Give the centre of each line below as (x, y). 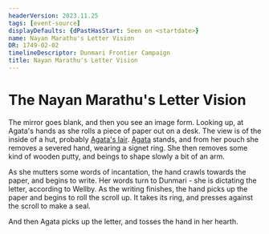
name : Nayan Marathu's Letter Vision (71, 38)
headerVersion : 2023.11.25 (53, 16)
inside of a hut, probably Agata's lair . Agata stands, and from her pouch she (134, 139)
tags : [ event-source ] (45, 23)
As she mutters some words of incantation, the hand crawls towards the (127, 171)
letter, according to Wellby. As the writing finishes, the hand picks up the (128, 188)
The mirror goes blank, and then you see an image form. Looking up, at (126, 122)
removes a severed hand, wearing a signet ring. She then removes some (128, 147)
